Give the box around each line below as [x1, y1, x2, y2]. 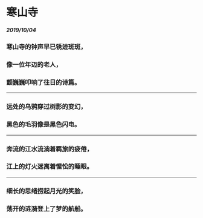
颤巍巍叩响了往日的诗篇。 [6, 78, 81, 87]
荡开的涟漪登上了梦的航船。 [6, 204, 87, 213]
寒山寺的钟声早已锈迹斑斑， [6, 43, 87, 51]
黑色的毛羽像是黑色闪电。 [6, 121, 81, 129]
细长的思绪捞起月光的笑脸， [6, 187, 87, 195]
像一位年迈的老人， [6, 61, 62, 69]
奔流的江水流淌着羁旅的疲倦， [6, 145, 94, 153]
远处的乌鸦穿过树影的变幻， [6, 102, 87, 111]
